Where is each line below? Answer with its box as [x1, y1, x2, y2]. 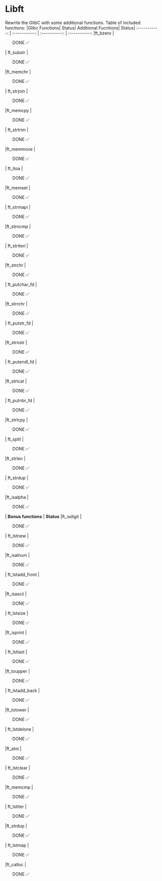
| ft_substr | [5, 49, 28, 55]
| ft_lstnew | [5, 533, 29, 539]
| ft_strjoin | [5, 88, 28, 94]
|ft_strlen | [5, 455, 26, 461]
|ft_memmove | [5, 146, 36, 152]
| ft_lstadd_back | [5, 688, 40, 693]
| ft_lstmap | [5, 842, 29, 848]
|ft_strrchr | [5, 301, 28, 306]
